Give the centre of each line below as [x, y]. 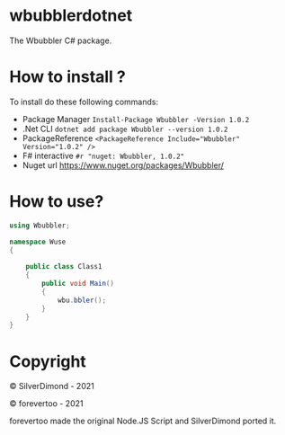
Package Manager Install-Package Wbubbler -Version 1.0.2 [136, 119]
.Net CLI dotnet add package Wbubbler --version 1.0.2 [125, 129]
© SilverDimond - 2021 [52, 386]
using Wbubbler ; [40, 226]
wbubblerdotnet [71, 16]
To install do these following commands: [84, 102]
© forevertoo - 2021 [46, 404]
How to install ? [67, 77]
